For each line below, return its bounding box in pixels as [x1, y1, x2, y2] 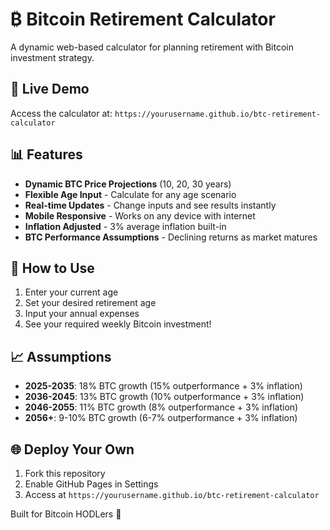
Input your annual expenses [24, 308, 140, 320]
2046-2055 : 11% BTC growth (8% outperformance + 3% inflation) [24, 401, 299, 413]
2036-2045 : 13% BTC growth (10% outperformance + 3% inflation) [24, 391, 305, 403]
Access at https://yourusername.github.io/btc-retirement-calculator [24, 489, 320, 500]
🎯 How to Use [10, 259, 95, 277]
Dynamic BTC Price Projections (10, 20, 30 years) [24, 178, 232, 190]
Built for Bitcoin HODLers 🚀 [10, 508, 122, 520]
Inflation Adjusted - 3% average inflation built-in [24, 220, 227, 232]
